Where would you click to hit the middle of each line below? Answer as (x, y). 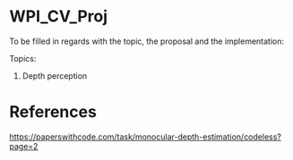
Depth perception (55, 76)
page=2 (24, 146)
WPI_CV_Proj (59, 17)
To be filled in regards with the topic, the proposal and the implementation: (147, 41)
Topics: (23, 58)
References (53, 112)
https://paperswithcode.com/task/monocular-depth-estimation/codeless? (146, 137)
